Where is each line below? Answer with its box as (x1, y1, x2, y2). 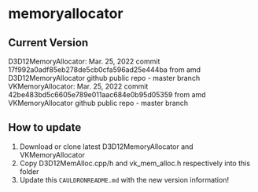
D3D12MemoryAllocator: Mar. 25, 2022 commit (8, 56, 160, 66)
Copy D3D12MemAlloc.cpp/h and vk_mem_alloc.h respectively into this (19, 158, 250, 168)
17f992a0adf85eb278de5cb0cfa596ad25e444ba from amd (8, 65, 201, 74)
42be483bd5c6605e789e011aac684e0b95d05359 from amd (8, 90, 206, 99)
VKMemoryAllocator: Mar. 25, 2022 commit (8, 82, 149, 91)
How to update (8, 121, 82, 134)
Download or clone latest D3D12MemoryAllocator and (19, 142, 194, 151)
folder (19, 166, 39, 176)
